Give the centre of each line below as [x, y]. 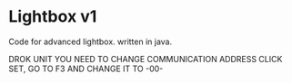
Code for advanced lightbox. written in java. [91, 41]
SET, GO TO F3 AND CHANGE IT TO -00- [86, 69]
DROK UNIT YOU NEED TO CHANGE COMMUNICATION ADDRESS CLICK [146, 59]
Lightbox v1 [53, 17]
